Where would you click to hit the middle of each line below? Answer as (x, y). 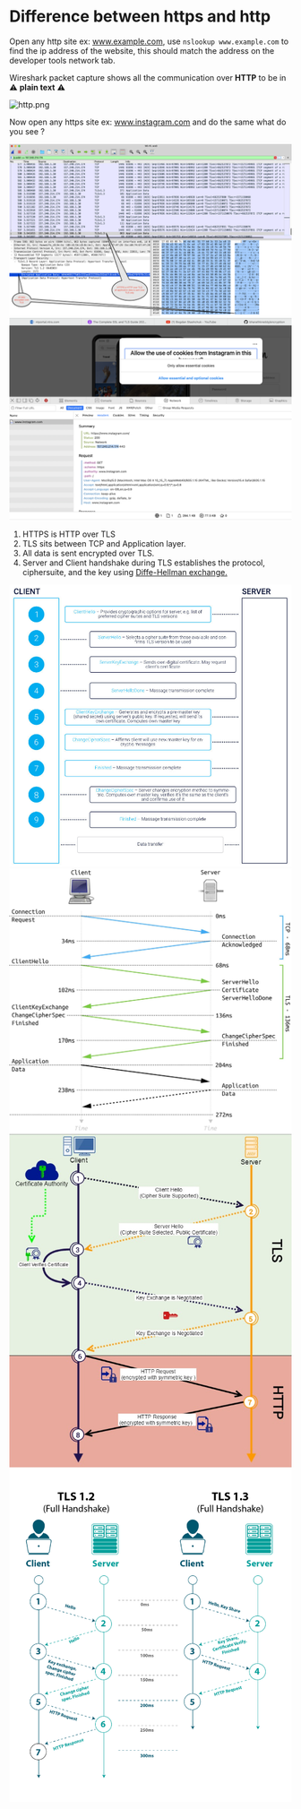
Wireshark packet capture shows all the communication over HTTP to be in (148, 77)
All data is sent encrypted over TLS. (88, 553)
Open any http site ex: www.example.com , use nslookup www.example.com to (149, 41)
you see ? (27, 131)
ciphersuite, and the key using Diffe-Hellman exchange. (125, 572)
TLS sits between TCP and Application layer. (104, 543)
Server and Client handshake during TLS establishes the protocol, (144, 563)
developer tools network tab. (62, 60)
